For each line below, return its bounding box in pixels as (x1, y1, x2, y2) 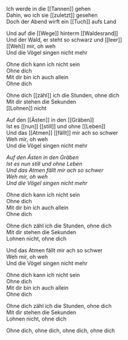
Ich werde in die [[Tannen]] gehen (6, 5, 91, 12)
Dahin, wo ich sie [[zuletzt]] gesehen (6, 11, 98, 19)
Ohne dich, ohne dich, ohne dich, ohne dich (6, 327, 115, 334)
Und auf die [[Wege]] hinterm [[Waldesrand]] (6, 30, 118, 37)
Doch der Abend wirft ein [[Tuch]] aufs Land (6, 18, 117, 25)
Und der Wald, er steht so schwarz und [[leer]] (6, 36, 123, 43)
